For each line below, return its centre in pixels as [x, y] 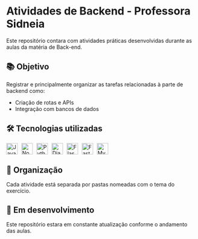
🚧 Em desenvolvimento [50, 210]
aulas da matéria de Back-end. [44, 47]
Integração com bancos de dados [57, 109]
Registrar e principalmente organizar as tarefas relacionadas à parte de [95, 84]
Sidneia [26, 24]
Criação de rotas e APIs [44, 102]
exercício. [18, 191]
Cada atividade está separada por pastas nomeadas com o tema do [91, 185]
